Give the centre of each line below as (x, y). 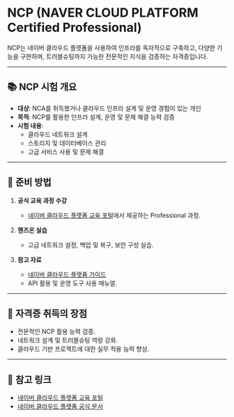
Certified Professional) (75, 27)
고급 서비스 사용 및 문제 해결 (66, 152)
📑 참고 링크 (30, 380)
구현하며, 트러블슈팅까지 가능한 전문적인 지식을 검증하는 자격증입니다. (114, 56)
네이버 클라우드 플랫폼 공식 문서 (60, 407)
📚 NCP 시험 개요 (42, 87)
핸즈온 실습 (32, 230)
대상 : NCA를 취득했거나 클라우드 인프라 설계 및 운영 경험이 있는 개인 (109, 108)
